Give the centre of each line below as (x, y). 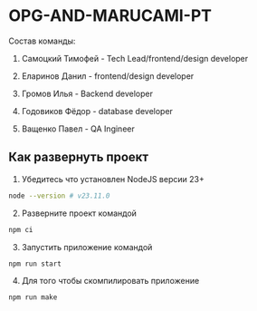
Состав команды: (42, 41)
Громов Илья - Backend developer (87, 93)
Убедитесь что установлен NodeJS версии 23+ (113, 179)
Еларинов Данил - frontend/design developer (108, 76)
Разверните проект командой (79, 213)
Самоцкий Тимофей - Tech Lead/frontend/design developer (135, 58)
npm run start (35, 264)
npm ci (21, 229)
